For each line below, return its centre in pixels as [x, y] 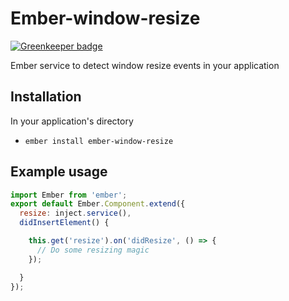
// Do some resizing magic [93, 250]
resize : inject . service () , [75, 213]
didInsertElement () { [64, 223]
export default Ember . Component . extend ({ [98, 204]
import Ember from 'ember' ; [69, 195]
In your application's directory [72, 121]
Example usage [59, 172]
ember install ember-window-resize [99, 141]
